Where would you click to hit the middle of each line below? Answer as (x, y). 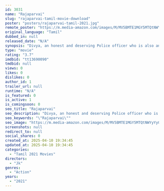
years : (12, 177)
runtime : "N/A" (20, 91)
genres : (13, 168)
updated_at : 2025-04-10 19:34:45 (39, 145)
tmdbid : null (18, 64)
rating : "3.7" (20, 55)
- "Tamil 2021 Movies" (32, 154)
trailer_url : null (24, 86)
